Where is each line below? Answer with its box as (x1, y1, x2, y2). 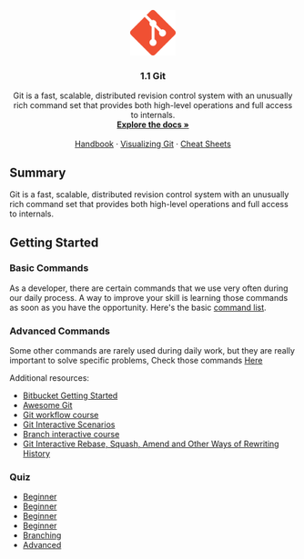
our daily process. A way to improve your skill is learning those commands (9, 292, 289, 303)
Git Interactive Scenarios (22, 419, 116, 430)
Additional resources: (9, 373, 89, 384)
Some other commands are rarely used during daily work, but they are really (9, 345, 296, 356)
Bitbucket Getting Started (22, 390, 118, 401)
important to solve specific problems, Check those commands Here (9, 355, 263, 366)
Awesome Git (22, 400, 73, 411)
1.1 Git (139, 69, 167, 82)
